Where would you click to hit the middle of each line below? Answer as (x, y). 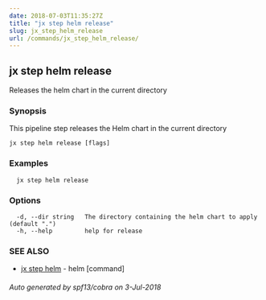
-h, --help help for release (80, 231)
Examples (29, 163)
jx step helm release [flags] (60, 143)
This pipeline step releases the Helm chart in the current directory (118, 129)
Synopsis (28, 111)
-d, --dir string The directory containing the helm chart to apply (137, 217)
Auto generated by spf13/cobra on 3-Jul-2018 (85, 287)
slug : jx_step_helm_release (56, 31)
